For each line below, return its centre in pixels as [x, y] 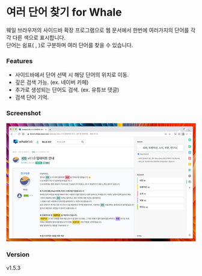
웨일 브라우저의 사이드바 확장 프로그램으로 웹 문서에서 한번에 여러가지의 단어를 [98, 30]
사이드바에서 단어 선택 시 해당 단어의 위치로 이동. [72, 75]
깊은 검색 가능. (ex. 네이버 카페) [52, 82]
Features [20, 61]
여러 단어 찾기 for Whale [64, 12]
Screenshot [23, 113]
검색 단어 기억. [32, 97]
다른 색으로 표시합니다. [39, 37]
